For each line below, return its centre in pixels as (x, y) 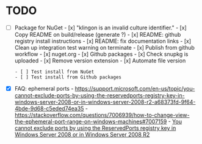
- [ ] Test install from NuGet (54, 72)
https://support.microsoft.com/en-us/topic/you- (135, 89)
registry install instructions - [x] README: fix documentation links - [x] (103, 41)
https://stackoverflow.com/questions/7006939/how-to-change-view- (102, 115)
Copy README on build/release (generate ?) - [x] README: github (98, 35)
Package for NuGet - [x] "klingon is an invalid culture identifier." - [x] (100, 28)
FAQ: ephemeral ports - (44, 89)
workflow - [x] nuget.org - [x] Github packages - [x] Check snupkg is (101, 54)
